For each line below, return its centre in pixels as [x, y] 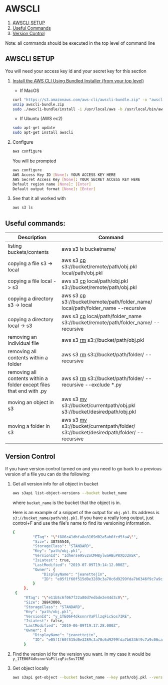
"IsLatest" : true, [52, 560]
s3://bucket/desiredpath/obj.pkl [99, 412]
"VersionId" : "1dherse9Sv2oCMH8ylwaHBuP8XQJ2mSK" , [86, 556]
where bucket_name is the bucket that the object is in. [66, 503]
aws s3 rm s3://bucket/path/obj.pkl [103, 340]
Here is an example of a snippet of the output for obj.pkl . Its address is [86, 512]
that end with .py [27, 391]
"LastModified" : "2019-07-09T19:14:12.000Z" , [81, 565]
